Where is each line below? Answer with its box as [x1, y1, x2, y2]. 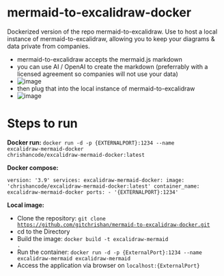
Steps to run [7, 116, 79, 131]
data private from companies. [7, 42, 90, 50]
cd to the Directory [16, 227, 70, 236]
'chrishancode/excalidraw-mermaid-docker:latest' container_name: [7, 183, 200, 190]
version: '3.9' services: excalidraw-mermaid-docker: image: [7, 177, 185, 184]
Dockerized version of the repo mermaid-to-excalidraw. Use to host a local [7, 27, 218, 36]
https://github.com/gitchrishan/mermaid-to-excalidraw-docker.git [16, 221, 210, 228]
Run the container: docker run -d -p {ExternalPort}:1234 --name [16, 248, 203, 256]
